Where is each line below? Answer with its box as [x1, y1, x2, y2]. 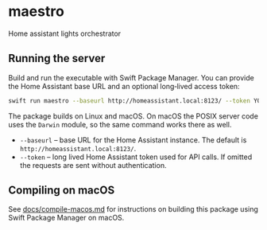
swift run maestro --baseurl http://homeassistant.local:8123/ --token [8, 96, 250, 105]
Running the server [8, 52, 106, 65]
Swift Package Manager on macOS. [8, 213, 125, 223]
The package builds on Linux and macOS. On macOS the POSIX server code [8, 111, 258, 121]
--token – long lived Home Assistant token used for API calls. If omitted [19, 152, 253, 162]
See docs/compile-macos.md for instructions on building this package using [8, 205, 258, 214]
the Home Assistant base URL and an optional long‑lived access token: [8, 81, 240, 91]
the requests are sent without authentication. [19, 160, 167, 170]
